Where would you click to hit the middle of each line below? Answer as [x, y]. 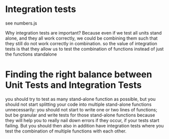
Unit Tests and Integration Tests [74, 85]
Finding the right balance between [79, 75]
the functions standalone [31, 54]
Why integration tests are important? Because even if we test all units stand [83, 33]
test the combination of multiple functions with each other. [66, 131]
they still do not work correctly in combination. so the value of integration [81, 43]
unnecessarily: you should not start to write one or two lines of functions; [81, 109]
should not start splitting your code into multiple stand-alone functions [78, 104]
